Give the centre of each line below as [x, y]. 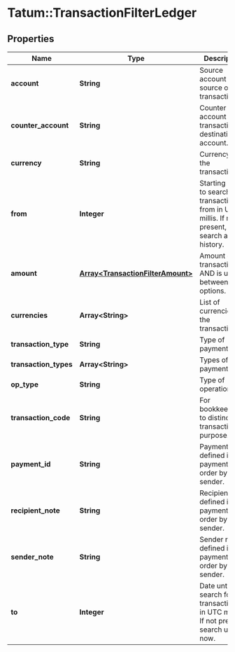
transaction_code [41, 418]
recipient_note [36, 511]
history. [212, 244]
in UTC [211, 612]
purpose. [214, 435]
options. [213, 291]
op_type [24, 384]
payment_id [31, 464]
